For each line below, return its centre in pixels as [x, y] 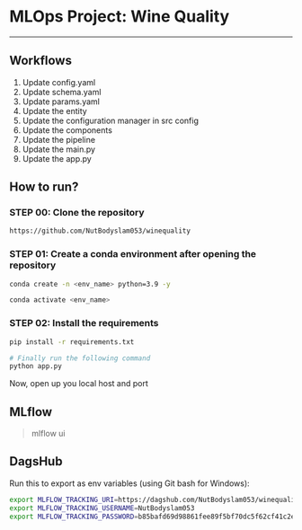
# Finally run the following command [80, 358]
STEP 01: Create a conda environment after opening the [133, 254]
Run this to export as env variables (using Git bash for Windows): [129, 483]
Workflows [40, 61]
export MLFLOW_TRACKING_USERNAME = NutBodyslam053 [102, 508]
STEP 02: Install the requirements [84, 323]
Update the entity [54, 110]
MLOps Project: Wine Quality [120, 17]
